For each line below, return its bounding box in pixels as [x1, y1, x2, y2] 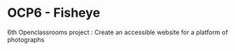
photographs [7, 35, 45, 43]
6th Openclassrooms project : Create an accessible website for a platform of [7, 28, 228, 36]
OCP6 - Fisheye [7, 5, 100, 21]
